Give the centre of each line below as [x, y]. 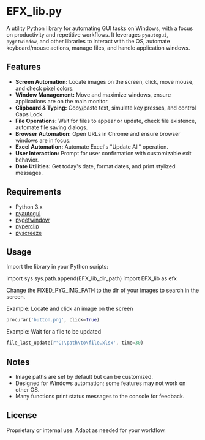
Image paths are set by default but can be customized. [84, 376]
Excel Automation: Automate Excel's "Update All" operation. [91, 147]
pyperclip [27, 226]
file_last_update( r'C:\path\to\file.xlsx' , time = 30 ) [75, 343]
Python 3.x [29, 207]
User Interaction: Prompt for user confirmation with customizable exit [103, 153]
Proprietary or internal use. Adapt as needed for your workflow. [86, 430]
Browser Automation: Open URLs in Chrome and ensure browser [98, 133]
